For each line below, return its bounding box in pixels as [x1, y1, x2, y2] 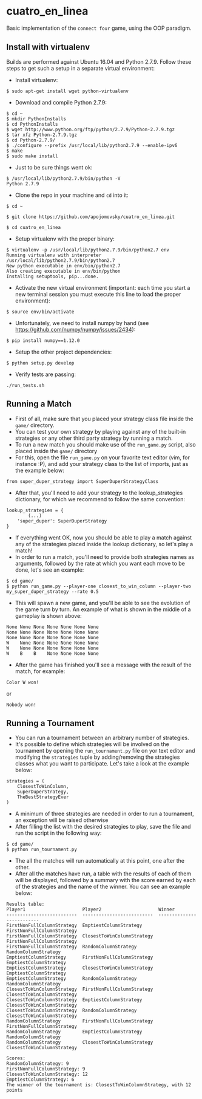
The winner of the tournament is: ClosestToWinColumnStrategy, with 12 [6, 1082, 191, 1088]
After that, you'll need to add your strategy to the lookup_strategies [15, 489, 183, 496]
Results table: [6, 901, 45, 908]
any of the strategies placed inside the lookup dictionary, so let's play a [15, 540, 194, 547]
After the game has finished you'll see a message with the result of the [15, 661, 192, 668]
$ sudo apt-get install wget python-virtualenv [6, 88, 129, 94]
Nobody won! [6, 702, 36, 708]
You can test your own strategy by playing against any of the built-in [15, 428, 186, 435]
